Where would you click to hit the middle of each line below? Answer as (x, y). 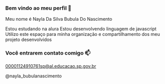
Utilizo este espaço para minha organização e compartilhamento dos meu (83, 34)
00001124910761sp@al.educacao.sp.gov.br (51, 66)
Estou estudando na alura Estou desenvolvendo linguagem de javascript (81, 29)
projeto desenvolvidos (29, 39)
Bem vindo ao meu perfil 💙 (38, 8)
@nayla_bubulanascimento (34, 76)
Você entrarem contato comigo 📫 (48, 53)
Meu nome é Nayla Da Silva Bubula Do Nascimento (59, 19)
